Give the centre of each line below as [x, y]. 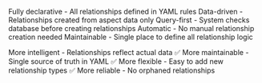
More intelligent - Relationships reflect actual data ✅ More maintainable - [129, 52]
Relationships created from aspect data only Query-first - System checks [129, 20]
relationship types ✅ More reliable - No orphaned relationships [112, 70]
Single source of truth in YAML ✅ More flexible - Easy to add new [116, 61]
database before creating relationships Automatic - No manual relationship [131, 28]
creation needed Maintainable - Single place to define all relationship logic [131, 37]
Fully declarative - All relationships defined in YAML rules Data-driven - [125, 12]
